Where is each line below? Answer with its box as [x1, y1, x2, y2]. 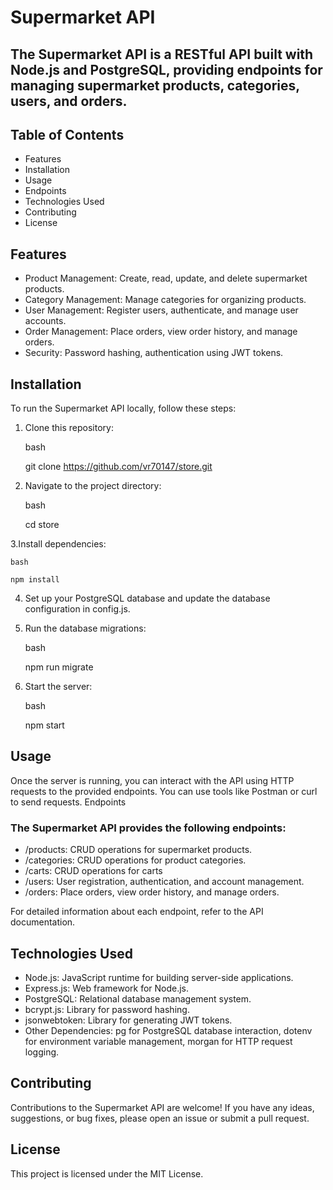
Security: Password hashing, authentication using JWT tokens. [24, 347, 284, 359]
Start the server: [24, 681, 93, 693]
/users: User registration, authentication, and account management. [24, 876, 305, 888]
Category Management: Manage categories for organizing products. [24, 294, 307, 306]
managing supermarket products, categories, [10, 77, 300, 94]
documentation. [10, 916, 76, 928]
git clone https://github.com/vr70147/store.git [24, 461, 213, 473]
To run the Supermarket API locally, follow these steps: [10, 402, 237, 415]
